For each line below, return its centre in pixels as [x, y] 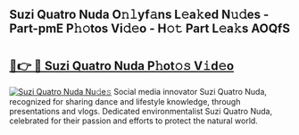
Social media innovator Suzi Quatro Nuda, [190, 92]
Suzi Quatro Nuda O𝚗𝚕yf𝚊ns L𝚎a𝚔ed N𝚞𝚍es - [139, 15]
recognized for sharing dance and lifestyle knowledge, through [125, 101]
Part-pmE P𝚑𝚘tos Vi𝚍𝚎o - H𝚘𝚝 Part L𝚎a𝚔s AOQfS [149, 29]
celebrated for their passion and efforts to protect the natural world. [134, 121]
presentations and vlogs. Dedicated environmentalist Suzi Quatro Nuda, [141, 111]
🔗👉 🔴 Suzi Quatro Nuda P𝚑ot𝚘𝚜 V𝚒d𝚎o [122, 66]
